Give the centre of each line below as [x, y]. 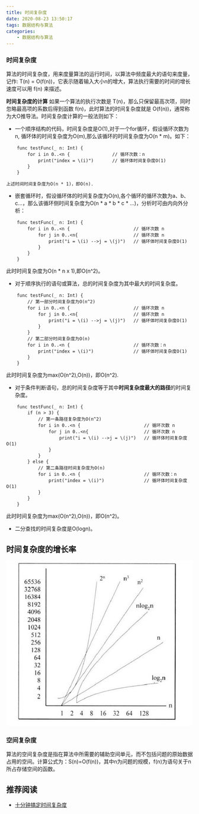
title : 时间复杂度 [27, 12]
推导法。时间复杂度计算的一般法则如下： [70, 116]
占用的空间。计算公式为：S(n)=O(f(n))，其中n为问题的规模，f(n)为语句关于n [99, 762]
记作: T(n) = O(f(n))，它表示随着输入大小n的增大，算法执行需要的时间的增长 [98, 81]
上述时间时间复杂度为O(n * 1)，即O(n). [50, 184]
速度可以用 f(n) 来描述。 [36, 89]
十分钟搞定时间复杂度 [41, 805]
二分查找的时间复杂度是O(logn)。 [55, 529]
